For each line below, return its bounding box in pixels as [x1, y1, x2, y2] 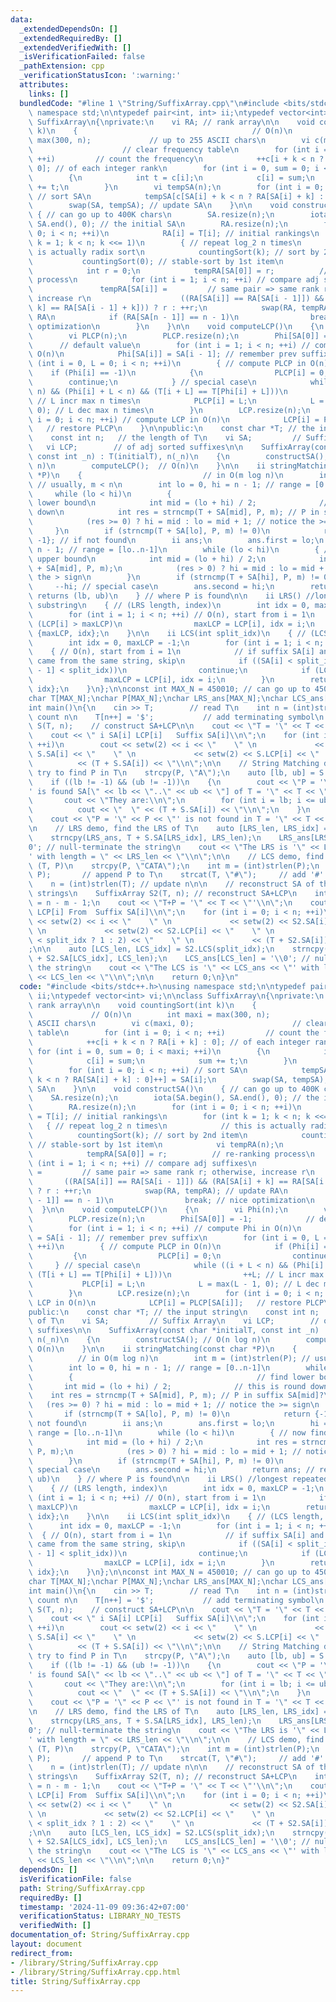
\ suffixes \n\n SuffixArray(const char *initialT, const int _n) [28, 1326, 320, 1336]
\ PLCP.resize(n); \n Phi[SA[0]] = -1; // [28, 1214, 315, 1224]
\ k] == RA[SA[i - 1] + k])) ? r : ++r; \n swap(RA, [28, 303, 298, 313]
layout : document [10, 1939, 83, 1949]
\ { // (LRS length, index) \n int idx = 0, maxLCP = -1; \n [28, 1484, 325, 1494]
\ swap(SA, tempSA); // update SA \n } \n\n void [28, 201, 288, 211]
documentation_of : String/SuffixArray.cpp [10, 1930, 190, 1940]
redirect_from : [10, 1948, 74, 1958]
